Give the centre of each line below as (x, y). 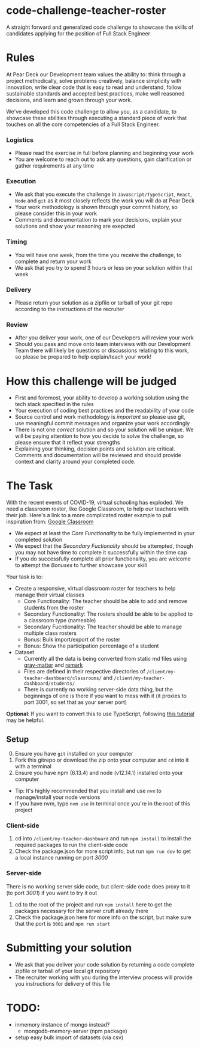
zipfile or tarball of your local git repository (68, 971)
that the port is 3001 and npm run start (63, 923)
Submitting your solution (69, 948)
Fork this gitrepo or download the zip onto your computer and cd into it (102, 760)
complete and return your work (53, 261)
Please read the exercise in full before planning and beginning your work (104, 153)
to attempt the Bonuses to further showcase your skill (81, 565)
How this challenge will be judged (92, 381)
